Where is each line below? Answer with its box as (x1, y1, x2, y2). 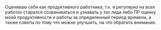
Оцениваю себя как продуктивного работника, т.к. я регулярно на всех (5, 4, 156, 10)
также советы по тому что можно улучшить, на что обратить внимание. (5, 19, 157, 25)
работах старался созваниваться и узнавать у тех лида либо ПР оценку (5, 9, 156, 15)
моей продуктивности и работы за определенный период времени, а (5, 15, 151, 20)
